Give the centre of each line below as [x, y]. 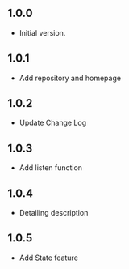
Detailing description [54, 213]
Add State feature [48, 258]
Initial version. [42, 32]
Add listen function [50, 168]
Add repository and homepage [70, 78]
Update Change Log [52, 123]
